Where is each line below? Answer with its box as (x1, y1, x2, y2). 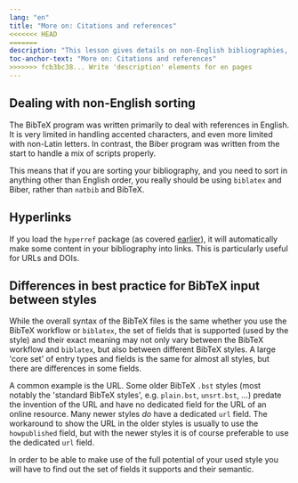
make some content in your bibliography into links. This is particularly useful (9, 242, 289, 254)
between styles (9, 291, 98, 307)
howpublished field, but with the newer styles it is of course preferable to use (9, 428, 289, 438)
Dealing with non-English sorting (9, 95, 196, 111)
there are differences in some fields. (9, 363, 142, 374)
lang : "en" (9, 12, 50, 22)
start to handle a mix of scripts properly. (9, 148, 157, 159)
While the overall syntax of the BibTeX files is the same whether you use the (9, 315, 287, 326)
